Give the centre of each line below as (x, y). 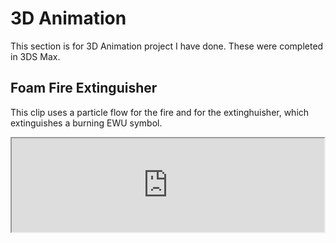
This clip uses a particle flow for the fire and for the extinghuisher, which (160, 112)
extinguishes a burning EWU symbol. (86, 123)
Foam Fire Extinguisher (84, 88)
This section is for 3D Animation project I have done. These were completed (167, 46)
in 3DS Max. (35, 56)
